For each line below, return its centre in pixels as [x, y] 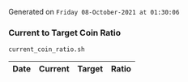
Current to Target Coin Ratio [65, 32]
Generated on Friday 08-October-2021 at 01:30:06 [94, 12]
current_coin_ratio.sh [47, 50]
